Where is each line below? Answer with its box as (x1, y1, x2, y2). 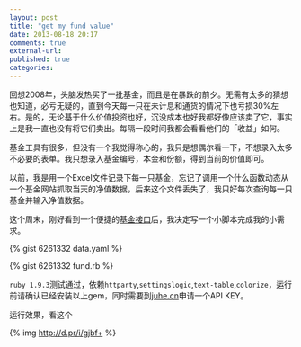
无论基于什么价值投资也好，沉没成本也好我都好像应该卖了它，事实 (48, 111, 293, 122)
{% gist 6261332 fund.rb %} (9, 260, 114, 271)
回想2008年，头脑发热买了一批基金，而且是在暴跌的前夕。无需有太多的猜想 (9, 89, 289, 100)
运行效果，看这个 (9, 309, 73, 320)
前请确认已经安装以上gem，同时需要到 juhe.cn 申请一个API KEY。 (9, 289, 249, 301)
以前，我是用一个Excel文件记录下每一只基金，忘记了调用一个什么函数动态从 (9, 172, 289, 182)
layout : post (9, 13, 58, 22)
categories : (9, 64, 54, 73)
